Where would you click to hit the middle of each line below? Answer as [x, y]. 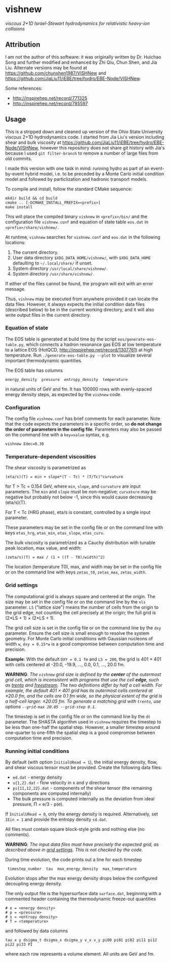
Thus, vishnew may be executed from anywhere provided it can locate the [82, 299]
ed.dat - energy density [37, 777]
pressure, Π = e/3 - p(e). [38, 804]
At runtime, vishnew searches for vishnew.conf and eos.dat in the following [83, 237]
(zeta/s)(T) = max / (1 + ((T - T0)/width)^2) [55, 557]
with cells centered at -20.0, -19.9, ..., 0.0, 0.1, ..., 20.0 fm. [65, 664]
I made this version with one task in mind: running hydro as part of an [77, 168]
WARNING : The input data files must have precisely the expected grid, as [82, 844]
